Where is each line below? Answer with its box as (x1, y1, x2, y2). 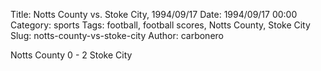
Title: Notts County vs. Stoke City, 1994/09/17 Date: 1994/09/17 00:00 (10, 9, 298, 20)
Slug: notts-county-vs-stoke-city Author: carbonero (10, 30, 224, 41)
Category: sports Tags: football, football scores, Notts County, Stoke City (10, 19, 311, 31)
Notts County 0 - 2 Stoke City (10, 49, 133, 61)
